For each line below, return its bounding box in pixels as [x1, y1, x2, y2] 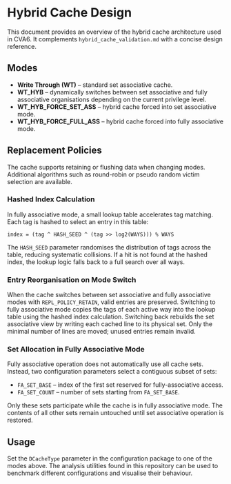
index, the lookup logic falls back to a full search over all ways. [7, 257, 185, 266]
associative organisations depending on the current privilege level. [17, 95, 207, 103]
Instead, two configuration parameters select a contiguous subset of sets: [7, 367, 217, 376]
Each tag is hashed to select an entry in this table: [7, 217, 149, 225]
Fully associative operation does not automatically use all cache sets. [7, 360, 204, 368]
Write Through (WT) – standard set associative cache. [17, 81, 173, 89]
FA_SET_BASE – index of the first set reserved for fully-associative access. [17, 381, 224, 389]
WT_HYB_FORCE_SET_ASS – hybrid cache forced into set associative [17, 102, 217, 111]
